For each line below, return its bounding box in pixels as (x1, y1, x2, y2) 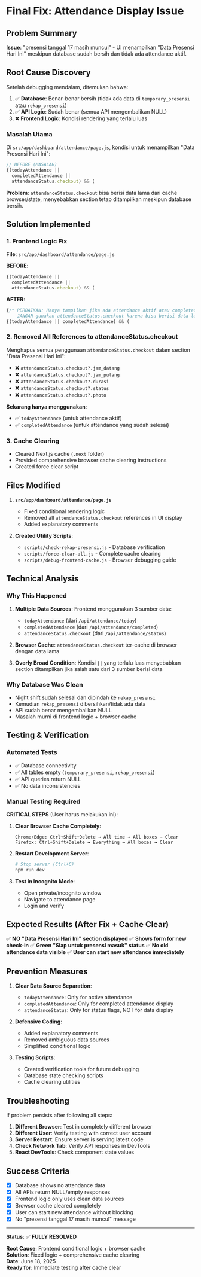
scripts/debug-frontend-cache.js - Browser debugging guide (23, 556, 176, 563)
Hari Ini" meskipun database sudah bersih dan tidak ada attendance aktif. (6, 50, 187, 57)
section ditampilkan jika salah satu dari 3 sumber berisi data (14, 665, 163, 672)
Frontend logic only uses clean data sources (14, 1195, 124, 1203)
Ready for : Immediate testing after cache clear (6, 1264, 121, 1272)
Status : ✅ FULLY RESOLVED (6, 1233, 77, 1241)
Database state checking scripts (23, 1072, 103, 1079)
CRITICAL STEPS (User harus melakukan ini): (6, 810, 118, 818)
